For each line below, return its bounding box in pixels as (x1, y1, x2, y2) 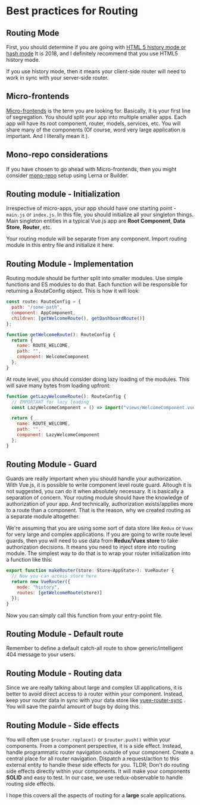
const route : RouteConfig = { (6, 299, 82, 305)
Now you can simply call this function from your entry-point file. (6, 612, 162, 619)
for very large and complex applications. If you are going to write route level (6, 531, 192, 538)
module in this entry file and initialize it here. (6, 242, 115, 249)
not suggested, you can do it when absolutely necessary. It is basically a (6, 488, 184, 495)
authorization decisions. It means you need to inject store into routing (6, 543, 176, 551)
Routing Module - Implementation (6, 259, 134, 269)
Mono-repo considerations (6, 150, 108, 160)
